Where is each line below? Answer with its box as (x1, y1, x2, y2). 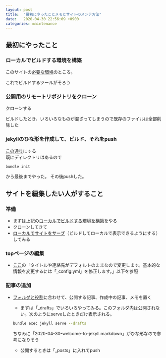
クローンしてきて (12, 224, 48, 230)
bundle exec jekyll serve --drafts (12, 321, 87, 326)
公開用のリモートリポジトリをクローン (5, 93, 97, 100)
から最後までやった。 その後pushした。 (5, 174, 87, 179)
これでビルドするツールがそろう (5, 79, 71, 85)
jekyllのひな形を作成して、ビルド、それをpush (5, 136, 117, 143)
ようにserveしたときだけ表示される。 (37, 311, 114, 317)
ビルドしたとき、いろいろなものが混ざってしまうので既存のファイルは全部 (5, 116, 158, 122)
